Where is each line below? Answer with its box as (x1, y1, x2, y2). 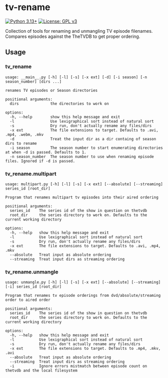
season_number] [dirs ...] (5, 79, 62, 84)
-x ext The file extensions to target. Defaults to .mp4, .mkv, (10, 346, 161, 351)
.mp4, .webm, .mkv (5, 132, 44, 137)
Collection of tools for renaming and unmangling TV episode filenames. (5, 28, 153, 34)
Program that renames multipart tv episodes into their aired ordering (5, 195, 158, 200)
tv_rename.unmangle (5, 268, 59, 275)
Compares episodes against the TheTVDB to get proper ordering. (5, 33, 140, 39)
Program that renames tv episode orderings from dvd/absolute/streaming (5, 293, 161, 298)
